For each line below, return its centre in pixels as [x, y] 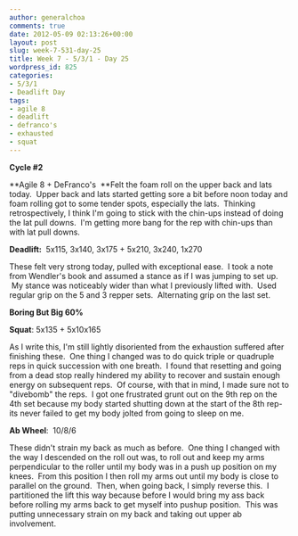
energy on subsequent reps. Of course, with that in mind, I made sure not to [149, 384]
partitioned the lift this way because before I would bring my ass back [137, 495]
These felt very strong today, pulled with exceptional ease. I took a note [141, 266]
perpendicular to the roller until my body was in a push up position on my [143, 466]
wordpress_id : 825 [43, 68]
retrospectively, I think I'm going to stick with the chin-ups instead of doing [146, 213]
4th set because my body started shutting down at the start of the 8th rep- [146, 403]
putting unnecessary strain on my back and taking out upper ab [126, 514]
